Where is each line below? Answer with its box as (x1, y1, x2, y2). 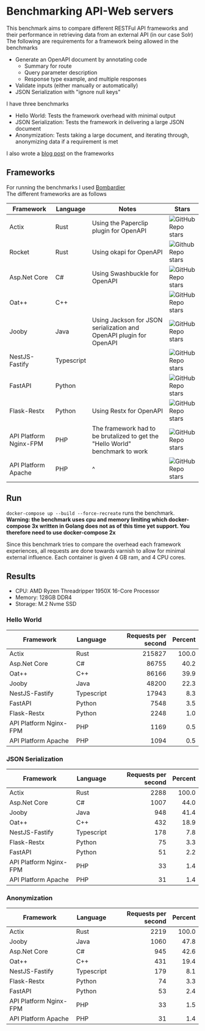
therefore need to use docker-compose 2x (6, 528, 116, 536)
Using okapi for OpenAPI (92, 247, 163, 256)
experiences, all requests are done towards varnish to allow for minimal (6, 547, 185, 554)
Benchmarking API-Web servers (6, 4, 174, 18)
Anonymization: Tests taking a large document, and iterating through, (15, 131, 189, 139)
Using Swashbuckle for (92, 269, 159, 277)
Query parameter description (24, 68, 98, 76)
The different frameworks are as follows (6, 190, 107, 197)
